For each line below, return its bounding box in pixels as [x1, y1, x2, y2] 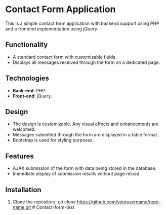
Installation [5, 185, 41, 194]
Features [5, 152, 34, 160]
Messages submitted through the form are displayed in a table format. [12, 132, 158, 138]
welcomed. [12, 126, 36, 132]
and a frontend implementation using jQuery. [5, 25, 99, 31]
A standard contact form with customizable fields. [12, 54, 117, 60]
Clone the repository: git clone [12, 199, 76, 205]
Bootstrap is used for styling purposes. [12, 137, 94, 143]
